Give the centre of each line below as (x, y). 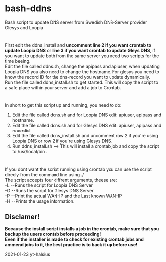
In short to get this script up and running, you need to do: (63, 105)
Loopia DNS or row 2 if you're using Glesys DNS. (62, 141)
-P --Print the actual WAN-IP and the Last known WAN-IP (64, 196)
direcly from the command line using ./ (45, 174)
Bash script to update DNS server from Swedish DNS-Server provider (76, 22)
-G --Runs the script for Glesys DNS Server (50, 190)
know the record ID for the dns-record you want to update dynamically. (78, 77)
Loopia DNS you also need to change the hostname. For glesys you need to (82, 72)
